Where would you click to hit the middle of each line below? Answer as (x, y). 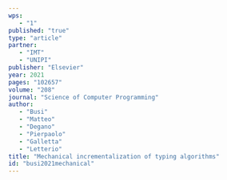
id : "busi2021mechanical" (51, 164)
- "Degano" (37, 127)
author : (21, 104)
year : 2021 (26, 75)
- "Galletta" (40, 141)
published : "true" (39, 30)
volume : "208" (32, 90)
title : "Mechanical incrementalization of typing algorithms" (114, 156)
